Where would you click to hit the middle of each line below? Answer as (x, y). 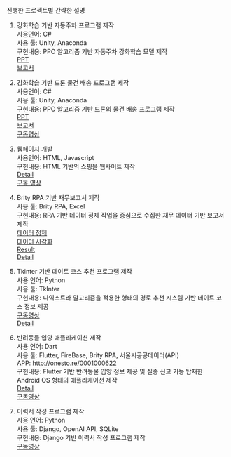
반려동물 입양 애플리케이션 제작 (59, 338)
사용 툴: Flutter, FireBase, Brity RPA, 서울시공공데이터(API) (98, 355)
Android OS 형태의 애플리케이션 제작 (67, 380)
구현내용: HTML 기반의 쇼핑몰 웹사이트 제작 (76, 166)
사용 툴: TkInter (38, 289)
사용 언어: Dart (37, 346)
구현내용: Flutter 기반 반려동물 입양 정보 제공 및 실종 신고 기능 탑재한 (110, 371)
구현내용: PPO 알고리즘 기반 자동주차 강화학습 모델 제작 (92, 52)
